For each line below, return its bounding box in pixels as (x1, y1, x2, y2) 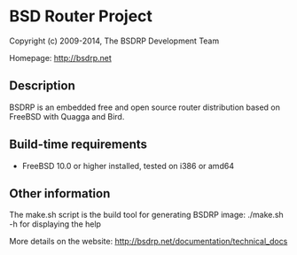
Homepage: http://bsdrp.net (9, 52, 113, 63)
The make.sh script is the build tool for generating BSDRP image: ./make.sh (9, 210, 284, 220)
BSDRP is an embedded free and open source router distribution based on (9, 102, 281, 112)
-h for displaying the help (9, 219, 102, 229)
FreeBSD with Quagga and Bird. (9, 111, 125, 121)
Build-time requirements (9, 137, 148, 152)
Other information (9, 186, 111, 201)
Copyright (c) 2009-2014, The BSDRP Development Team (9, 35, 220, 46)
